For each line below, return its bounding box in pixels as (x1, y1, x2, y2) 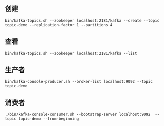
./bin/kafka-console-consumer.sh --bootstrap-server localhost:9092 (5, 112, 151, 117)
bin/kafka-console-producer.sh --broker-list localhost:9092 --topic (5, 79, 153, 84)
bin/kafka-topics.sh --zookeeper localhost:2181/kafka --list (5, 51, 137, 56)
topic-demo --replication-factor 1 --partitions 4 (5, 22, 113, 27)
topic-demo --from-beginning (18, 116, 79, 121)
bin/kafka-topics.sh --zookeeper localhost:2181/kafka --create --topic (5, 18, 160, 23)
